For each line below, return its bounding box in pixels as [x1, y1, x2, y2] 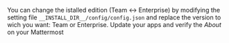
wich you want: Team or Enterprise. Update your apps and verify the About [7, 21, 222, 28]
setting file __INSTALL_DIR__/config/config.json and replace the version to [7, 13, 221, 21]
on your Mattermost [7, 28, 64, 36]
